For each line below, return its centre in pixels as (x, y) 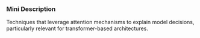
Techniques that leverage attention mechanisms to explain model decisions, (100, 22)
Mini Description (31, 9)
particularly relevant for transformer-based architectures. (77, 28)
